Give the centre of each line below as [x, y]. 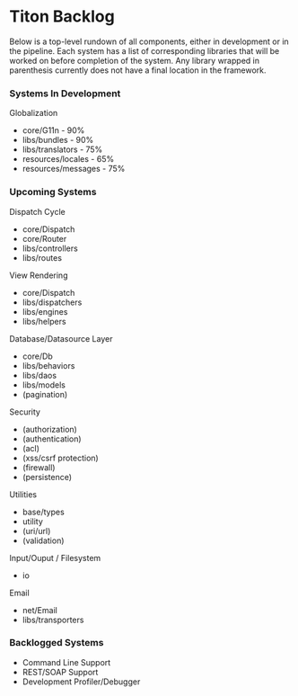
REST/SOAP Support [60, 672]
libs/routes [42, 257]
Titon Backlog [62, 17]
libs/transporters [53, 620]
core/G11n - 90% [53, 130]
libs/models [44, 385]
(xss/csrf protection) [60, 458]
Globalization [34, 113]
